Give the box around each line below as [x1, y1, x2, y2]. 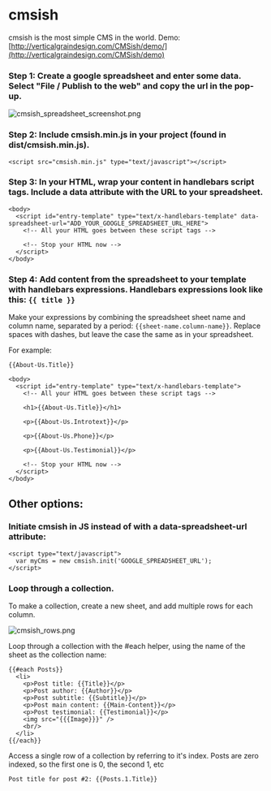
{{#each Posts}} [8, 666, 63, 674]
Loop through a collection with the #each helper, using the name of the [8, 642, 246, 651]
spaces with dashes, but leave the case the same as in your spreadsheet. [8, 330, 254, 339]
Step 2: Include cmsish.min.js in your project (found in [8, 129, 227, 140]
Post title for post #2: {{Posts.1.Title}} [8, 776, 158, 784]
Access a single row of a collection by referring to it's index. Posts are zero [8, 751, 260, 761]
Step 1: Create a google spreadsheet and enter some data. [8, 70, 242, 81]
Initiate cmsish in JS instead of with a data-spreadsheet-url [8, 521, 247, 533]
